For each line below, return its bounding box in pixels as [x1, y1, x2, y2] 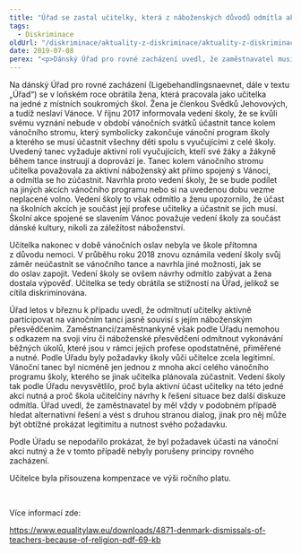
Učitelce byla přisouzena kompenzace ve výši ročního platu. [9, 472, 231, 483]
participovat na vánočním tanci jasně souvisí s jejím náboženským [9, 315, 253, 325]
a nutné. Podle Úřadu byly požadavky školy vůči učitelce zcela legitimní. [9, 352, 276, 363]
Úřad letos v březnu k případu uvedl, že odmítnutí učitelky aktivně [9, 305, 252, 315]
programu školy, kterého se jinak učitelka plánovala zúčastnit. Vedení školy [9, 371, 286, 382]
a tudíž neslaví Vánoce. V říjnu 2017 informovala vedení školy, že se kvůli [9, 108, 278, 118]
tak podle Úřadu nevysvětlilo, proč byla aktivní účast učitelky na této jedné [9, 381, 284, 391]
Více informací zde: [9, 507, 82, 518]
